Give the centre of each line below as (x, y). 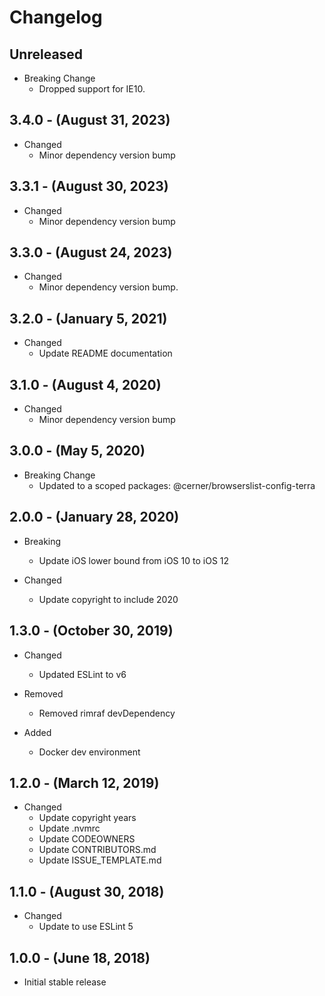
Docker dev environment (89, 752)
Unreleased (46, 54)
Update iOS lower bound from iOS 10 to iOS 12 (134, 560)
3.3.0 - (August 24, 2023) (91, 252)
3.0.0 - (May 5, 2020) (77, 451)
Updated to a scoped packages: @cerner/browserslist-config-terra (177, 485)
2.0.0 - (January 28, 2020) (94, 517)
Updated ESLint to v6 (82, 674)
